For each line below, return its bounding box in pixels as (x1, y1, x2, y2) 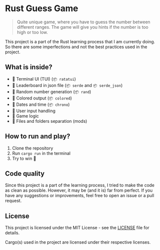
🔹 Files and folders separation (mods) (12, 118, 87, 124)
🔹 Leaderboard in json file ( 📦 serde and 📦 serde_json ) (12, 82, 123, 88)
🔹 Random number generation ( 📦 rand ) (12, 88, 91, 95)
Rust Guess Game (5, 3, 79, 14)
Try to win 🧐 (12, 155, 36, 161)
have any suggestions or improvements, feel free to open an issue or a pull (5, 193, 154, 199)
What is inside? (5, 63, 52, 71)
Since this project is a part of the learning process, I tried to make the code (5, 183, 155, 188)
